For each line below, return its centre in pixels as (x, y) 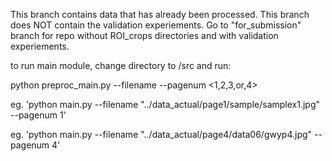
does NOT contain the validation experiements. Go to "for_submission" (156, 25)
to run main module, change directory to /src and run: (121, 65)
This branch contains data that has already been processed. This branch (160, 14)
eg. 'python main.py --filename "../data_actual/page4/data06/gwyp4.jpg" (161, 134)
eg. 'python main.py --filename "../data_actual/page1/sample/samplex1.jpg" (165, 104)
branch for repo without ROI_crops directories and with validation (144, 35)
